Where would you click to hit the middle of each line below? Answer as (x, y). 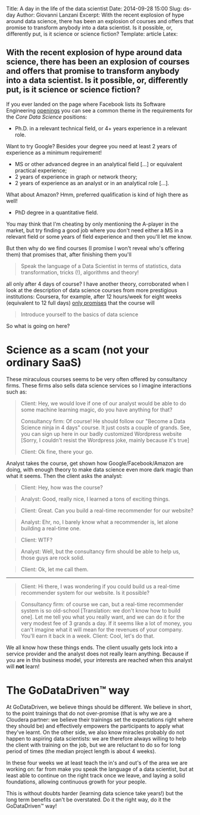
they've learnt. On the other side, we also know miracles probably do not (95, 732)
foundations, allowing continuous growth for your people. (76, 782)
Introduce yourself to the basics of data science (79, 314)
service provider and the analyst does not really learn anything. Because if (97, 654)
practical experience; (41, 170)
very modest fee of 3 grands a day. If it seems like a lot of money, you (106, 623)
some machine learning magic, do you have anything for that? (96, 410)
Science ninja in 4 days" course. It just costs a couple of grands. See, (106, 427)
